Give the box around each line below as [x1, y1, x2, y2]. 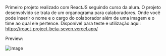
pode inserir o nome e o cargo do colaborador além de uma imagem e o [5, 15, 155, 21]
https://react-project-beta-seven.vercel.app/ [5, 26, 98, 32]
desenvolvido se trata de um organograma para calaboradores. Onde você [5, 10, 160, 16]
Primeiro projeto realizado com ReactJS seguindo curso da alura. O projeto [5, 5, 161, 10]
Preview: [5, 35, 24, 41]
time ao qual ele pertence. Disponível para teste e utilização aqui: [5, 20, 141, 26]
